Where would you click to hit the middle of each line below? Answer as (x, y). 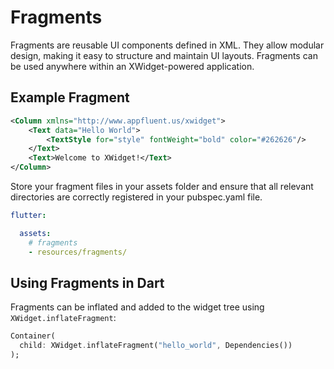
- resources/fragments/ (78, 252)
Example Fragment (70, 97)
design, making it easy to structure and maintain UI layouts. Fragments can (164, 55)
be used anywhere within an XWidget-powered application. (132, 66)
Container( (33, 336)
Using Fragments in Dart (87, 282)
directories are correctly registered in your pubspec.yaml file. (136, 197)
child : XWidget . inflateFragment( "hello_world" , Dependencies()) (156, 346)
